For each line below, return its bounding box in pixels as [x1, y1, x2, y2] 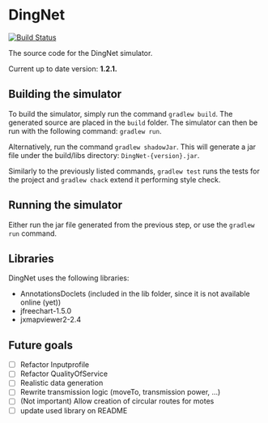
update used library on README [19, 405, 128, 415]
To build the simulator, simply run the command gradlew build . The [8, 109, 233, 118]
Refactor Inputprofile [19, 360, 90, 370]
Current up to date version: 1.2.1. [8, 63, 117, 74]
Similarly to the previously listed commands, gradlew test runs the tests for [8, 166, 261, 176]
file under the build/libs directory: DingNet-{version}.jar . [8, 150, 200, 160]
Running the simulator [8, 199, 123, 212]
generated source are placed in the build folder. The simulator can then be [8, 117, 258, 127]
